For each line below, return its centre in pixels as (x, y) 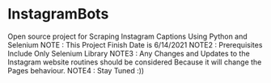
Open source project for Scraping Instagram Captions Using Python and (127, 36)
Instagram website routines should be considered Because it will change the (135, 62)
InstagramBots (58, 14)
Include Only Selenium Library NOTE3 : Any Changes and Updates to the (129, 53)
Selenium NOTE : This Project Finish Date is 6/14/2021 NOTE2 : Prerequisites (135, 44)
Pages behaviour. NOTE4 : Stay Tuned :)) (76, 70)
